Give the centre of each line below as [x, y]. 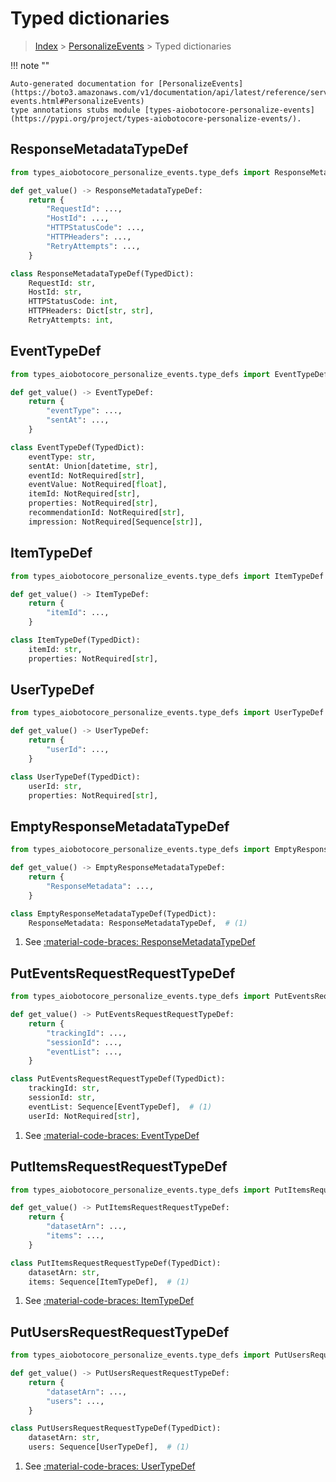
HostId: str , [55, 292]
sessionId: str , [62, 1098]
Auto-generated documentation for [82, 83]
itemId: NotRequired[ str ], [84, 494]
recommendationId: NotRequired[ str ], [107, 513]
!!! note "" [30, 65]
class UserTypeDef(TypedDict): [75, 777]
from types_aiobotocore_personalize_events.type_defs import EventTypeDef [169, 374]
